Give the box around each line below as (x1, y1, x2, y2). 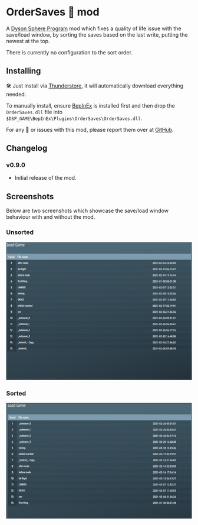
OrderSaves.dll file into (6, 108, 63, 115)
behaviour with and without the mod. (6, 213, 95, 221)
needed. (6, 90, 27, 98)
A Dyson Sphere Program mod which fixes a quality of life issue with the (6, 25, 181, 32)
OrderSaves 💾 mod (6, 5, 100, 19)
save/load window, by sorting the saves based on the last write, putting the (6, 31, 189, 38)
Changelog (6, 143, 48, 153)
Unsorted (6, 228, 34, 236)
